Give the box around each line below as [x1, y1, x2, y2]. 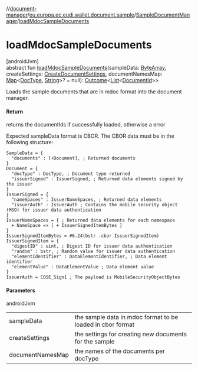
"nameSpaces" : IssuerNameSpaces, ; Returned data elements [11, 197, 162, 203]
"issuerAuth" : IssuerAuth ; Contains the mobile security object [11, 202, 178, 208]
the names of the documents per [74, 347, 165, 355]
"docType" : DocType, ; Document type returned [11, 171, 131, 177]
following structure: [6, 139, 54, 146]
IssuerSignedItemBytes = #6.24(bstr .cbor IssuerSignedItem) [6, 233, 160, 239]
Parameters [6, 287, 35, 294]
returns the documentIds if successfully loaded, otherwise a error [6, 121, 166, 128]
